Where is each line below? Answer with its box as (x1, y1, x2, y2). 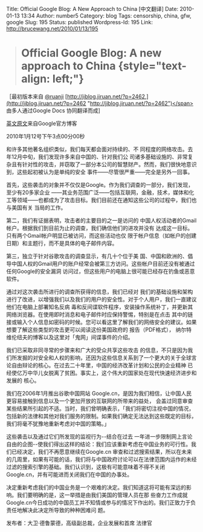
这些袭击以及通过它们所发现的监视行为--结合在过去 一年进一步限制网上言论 (6, 433, 193, 440)
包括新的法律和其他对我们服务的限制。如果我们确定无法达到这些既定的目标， (6, 412, 197, 420)
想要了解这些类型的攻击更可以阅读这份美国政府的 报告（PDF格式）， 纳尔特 (6, 326, 192, 333)
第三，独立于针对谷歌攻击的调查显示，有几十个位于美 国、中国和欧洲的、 (6, 252, 188, 260)
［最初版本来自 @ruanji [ (6, 93, 68, 100)
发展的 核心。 (6, 377, 40, 384)
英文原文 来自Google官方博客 (6, 120, 77, 127)
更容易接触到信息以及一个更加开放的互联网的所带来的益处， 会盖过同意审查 (6, 397, 193, 405)
